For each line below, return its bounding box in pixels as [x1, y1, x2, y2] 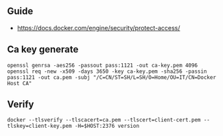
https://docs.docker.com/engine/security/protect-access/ [16, 23, 180, 32]
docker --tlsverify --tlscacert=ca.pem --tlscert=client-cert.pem [7, 117, 201, 124]
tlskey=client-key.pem [7, 123, 72, 130]
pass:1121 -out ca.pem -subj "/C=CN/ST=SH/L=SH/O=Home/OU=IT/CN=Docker [7, 73, 216, 81]
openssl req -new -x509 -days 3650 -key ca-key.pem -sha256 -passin [7, 68, 207, 75]
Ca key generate [7, 44, 79, 56]
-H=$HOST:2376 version [74, 123, 139, 130]
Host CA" [7, 80, 32, 87]
